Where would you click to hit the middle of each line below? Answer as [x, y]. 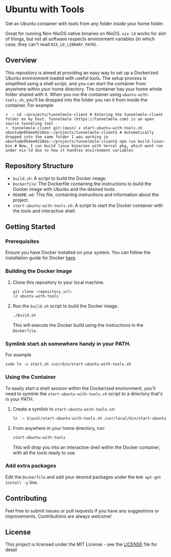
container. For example [29, 105]
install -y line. [22, 482]
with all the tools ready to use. [44, 452]
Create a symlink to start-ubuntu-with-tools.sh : [64, 409]
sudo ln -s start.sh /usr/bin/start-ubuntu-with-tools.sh [68, 364]
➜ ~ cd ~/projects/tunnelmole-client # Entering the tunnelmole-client [84, 114]
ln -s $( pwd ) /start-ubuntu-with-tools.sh [57, 418]
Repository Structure [40, 166]
